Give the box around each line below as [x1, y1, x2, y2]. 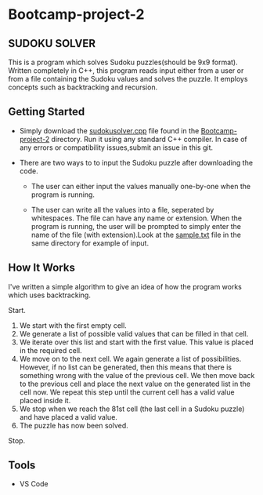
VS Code [19, 479, 49, 489]
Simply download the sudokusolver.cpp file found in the [19, 126, 200, 135]
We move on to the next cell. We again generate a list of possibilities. [19, 354, 242, 363]
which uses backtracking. [8, 290, 92, 300]
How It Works [8, 261, 76, 275]
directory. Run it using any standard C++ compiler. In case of [51, 134, 248, 144]
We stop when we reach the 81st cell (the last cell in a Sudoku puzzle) [19, 404, 245, 413]
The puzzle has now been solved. [19, 420, 129, 430]
